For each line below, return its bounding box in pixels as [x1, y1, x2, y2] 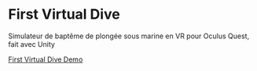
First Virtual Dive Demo [8, 55, 83, 64]
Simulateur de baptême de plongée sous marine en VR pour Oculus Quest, [8, 31, 250, 41]
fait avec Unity [8, 39, 55, 48]
